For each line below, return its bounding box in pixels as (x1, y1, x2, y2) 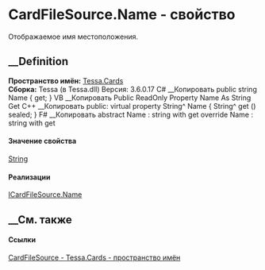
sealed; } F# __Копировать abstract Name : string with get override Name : (8, 110, 254, 119)
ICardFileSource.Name (8, 190, 83, 199)
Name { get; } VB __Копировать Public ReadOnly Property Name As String (8, 93, 252, 102)
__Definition (8, 55, 69, 68)
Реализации (8, 172, 51, 182)
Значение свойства (8, 137, 77, 146)
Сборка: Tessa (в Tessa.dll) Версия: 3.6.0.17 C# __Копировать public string (8, 84, 258, 94)
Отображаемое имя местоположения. (8, 32, 139, 41)
